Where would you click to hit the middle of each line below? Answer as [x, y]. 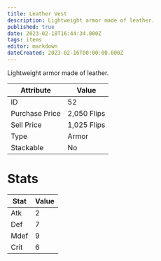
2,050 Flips [86, 113]
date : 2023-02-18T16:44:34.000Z [54, 33]
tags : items [24, 40]
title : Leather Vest [37, 14]
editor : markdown [33, 46]
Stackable [27, 147]
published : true [31, 27]
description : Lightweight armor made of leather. [81, 20]
